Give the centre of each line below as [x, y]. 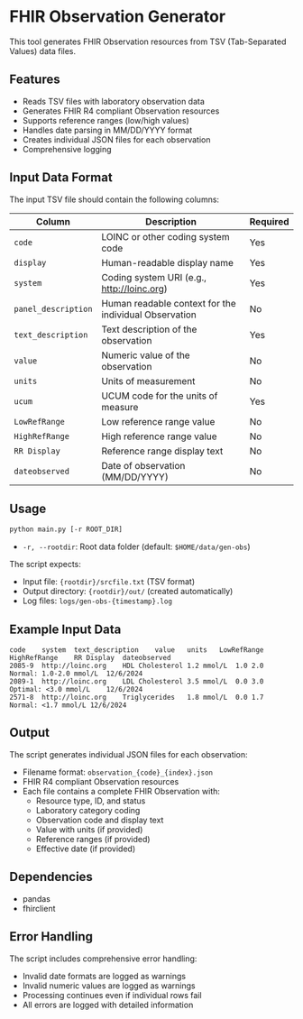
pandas [37, 898]
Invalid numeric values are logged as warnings [109, 986]
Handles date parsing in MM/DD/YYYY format [107, 130]
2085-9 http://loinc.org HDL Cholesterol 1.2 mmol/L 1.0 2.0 [137, 666]
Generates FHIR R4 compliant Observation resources [121, 111]
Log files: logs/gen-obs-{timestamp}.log [97, 601]
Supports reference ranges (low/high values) [106, 120]
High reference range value [160, 436]
